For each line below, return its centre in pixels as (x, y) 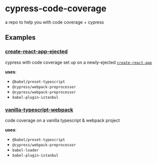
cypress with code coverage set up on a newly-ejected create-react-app (78, 62)
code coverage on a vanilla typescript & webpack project (63, 120)
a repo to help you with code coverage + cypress (55, 22)
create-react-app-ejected (36, 52)
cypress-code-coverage (56, 9)
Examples (20, 38)
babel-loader (25, 150)
